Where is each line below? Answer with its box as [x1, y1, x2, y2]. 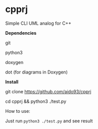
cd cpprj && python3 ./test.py [5, 98, 67, 104]
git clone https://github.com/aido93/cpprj [5, 88, 92, 94]
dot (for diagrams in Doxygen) [5, 69, 68, 75]
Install [5, 79, 19, 85]
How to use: [5, 108, 30, 114]
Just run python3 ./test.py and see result [5, 117, 93, 124]
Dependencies [5, 30, 37, 36]
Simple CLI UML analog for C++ [5, 20, 72, 26]
